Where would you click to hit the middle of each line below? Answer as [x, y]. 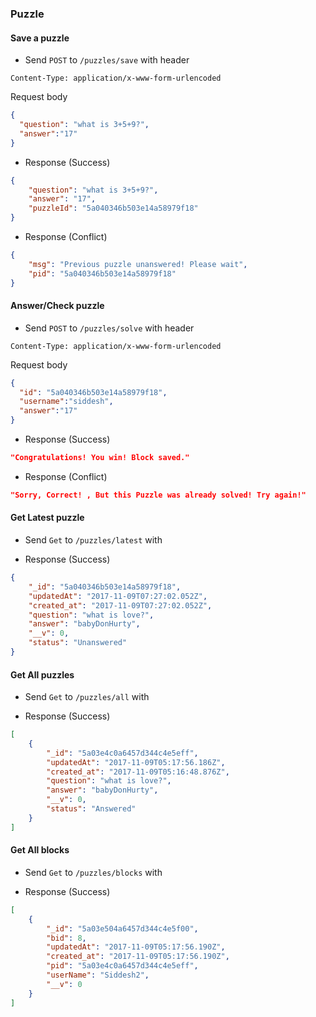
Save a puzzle [40, 38]
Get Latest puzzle [47, 518]
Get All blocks [40, 850]
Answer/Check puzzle [57, 306]
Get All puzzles [42, 674]
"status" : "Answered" [91, 809]
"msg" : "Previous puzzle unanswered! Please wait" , [138, 264]
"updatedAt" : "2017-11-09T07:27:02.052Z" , [118, 596]
